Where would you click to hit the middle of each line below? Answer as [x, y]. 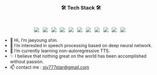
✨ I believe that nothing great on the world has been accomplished [78, 56]
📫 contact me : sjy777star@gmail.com [49, 67]
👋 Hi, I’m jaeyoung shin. [34, 40]
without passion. [27, 62]
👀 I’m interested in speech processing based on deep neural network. [81, 46]
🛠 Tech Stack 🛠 [81, 7]
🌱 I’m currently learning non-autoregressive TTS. [60, 51]
